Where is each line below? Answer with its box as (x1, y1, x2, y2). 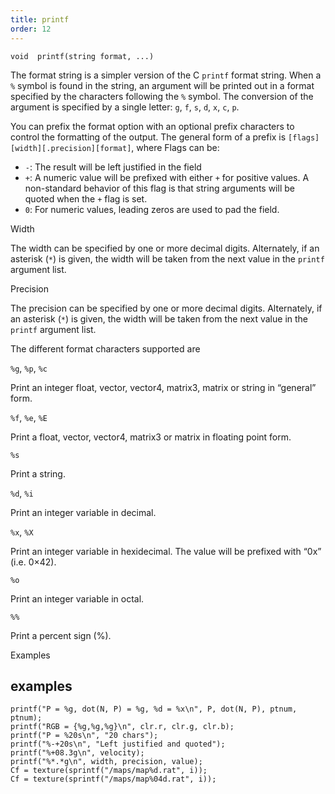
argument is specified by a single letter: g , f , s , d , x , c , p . (10, 101, 240, 113)
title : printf (10, 14, 70, 25)
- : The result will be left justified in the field (24, 161, 202, 173)
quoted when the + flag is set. (24, 192, 148, 205)
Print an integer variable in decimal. (10, 506, 157, 518)
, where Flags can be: (131, 141, 220, 153)
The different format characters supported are (10, 342, 201, 355)
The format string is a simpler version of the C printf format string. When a (10, 69, 322, 81)
